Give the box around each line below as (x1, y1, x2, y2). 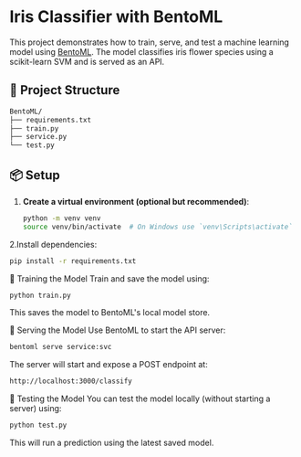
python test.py (9, 420, 67, 430)
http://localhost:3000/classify (9, 377, 132, 386)
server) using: (9, 403, 62, 414)
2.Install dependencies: (9, 239, 98, 250)
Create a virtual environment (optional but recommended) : (22, 196, 250, 207)
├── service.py (9, 133, 67, 142)
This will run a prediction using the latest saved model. (9, 437, 214, 449)
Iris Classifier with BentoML (9, 6, 223, 27)
